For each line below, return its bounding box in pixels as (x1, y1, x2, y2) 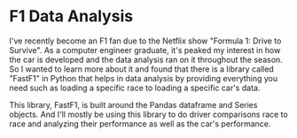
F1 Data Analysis (9, 6, 134, 27)
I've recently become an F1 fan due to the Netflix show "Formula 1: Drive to (9, 35, 282, 46)
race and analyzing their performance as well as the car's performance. (9, 118, 271, 129)
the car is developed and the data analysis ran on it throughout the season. (9, 54, 284, 65)
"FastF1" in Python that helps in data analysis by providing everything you (9, 73, 278, 83)
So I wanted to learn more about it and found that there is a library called (9, 64, 275, 74)
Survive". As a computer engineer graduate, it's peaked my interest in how (9, 44, 281, 55)
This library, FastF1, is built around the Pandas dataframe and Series (9, 99, 258, 110)
